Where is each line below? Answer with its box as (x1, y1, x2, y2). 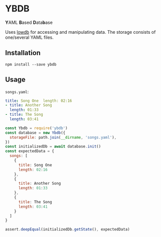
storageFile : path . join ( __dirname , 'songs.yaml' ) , (9, 135, 117, 140)
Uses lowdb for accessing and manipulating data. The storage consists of (5, 29, 156, 35)
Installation (5, 49, 41, 57)
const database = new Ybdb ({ (5, 130, 66, 135)
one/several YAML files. (5, 34, 54, 40)
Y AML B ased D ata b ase (5, 19, 53, 25)
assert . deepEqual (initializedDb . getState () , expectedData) (5, 227, 130, 232)
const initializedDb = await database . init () (5, 144, 101, 149)
